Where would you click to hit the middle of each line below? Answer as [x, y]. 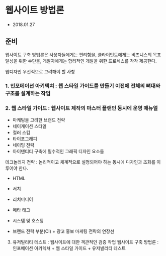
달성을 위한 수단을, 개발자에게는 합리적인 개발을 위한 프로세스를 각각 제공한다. [81, 61]
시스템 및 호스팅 [28, 220]
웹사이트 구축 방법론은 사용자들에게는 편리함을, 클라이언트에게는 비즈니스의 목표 [83, 54]
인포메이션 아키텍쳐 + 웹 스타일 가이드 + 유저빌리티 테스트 [69, 248]
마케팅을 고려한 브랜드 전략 [39, 120]
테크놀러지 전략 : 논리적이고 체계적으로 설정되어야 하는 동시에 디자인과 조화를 [80, 162]
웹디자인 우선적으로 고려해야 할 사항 [40, 71]
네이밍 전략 [23, 145]
